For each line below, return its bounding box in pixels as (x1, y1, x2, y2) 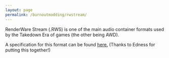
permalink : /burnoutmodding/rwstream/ (5, 12, 87, 17)
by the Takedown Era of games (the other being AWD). (5, 32, 119, 38)
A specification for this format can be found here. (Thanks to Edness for (5, 41, 155, 47)
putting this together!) (5, 47, 51, 53)
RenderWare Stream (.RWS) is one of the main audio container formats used (5, 26, 164, 32)
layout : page (5, 7, 33, 13)
